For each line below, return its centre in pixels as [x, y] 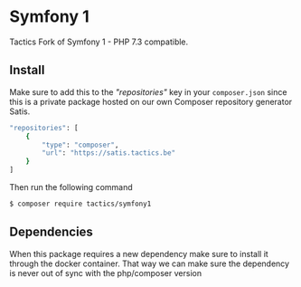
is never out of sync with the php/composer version [105, 273]
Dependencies [51, 232]
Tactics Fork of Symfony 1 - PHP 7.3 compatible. [99, 42]
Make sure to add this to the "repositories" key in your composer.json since [148, 91]
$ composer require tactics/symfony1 [80, 204]
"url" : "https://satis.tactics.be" [109, 153]
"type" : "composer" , [80, 145]
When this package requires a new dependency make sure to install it [139, 254]
